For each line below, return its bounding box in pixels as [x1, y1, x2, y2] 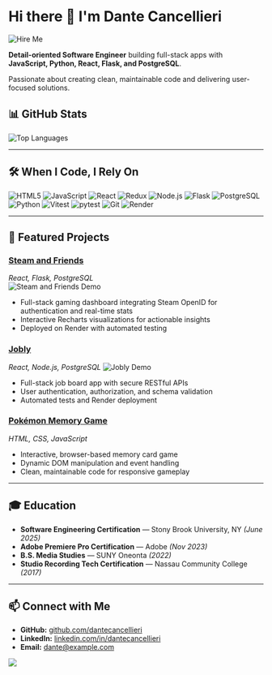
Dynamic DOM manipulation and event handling [19, 458, 180, 467]
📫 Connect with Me [8, 600, 111, 613]
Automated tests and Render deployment [19, 395, 158, 405]
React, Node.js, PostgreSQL [8, 362, 101, 372]
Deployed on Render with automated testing [19, 324, 168, 333]
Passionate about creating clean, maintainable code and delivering [8, 74, 231, 84]
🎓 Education [8, 499, 77, 513]
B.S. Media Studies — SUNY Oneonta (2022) [19, 550, 172, 560]
